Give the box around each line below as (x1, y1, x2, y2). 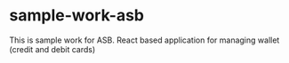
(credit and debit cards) (9, 43, 96, 54)
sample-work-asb (9, 5, 145, 26)
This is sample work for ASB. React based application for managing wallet (9, 35, 280, 45)
